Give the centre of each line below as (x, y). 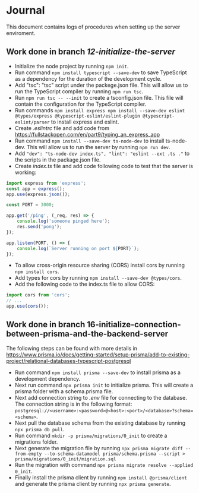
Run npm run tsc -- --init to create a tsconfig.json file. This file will (99, 97)
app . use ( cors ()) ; (28, 306)
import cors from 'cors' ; (38, 295)
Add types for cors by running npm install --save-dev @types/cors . (98, 278)
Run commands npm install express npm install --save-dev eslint (100, 110)
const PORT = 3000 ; (30, 205)
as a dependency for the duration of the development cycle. (88, 78)
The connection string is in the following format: (73, 404)
